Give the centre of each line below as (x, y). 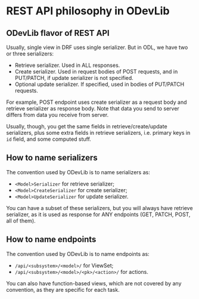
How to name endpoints (51, 240)
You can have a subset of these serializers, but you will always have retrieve (99, 208)
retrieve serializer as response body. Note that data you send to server (93, 108)
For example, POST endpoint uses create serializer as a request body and (97, 102)
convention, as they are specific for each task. (63, 289)
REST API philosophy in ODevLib (88, 11)
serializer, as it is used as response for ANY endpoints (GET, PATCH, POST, (98, 214)
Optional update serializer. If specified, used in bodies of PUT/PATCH (99, 84)
